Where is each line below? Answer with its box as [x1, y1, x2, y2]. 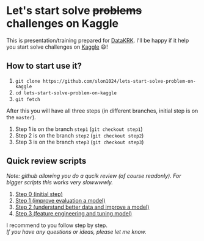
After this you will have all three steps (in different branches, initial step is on [6, 107, 199, 114]
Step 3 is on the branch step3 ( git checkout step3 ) [15, 138, 144, 145]
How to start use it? [6, 61, 82, 71]
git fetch [15, 96, 41, 102]
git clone [15, 78, 41, 84]
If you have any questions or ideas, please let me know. [6, 228, 147, 235]
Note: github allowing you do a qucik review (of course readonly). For [6, 172, 181, 180]
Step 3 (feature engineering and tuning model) [15, 209, 133, 217]
